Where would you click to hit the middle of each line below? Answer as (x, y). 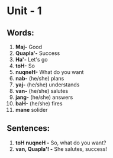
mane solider (31, 110)
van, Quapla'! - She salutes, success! (61, 149)
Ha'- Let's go (31, 59)
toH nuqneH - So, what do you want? (61, 143)
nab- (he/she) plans (40, 78)
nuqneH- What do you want (49, 72)
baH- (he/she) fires (39, 104)
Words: (20, 33)
